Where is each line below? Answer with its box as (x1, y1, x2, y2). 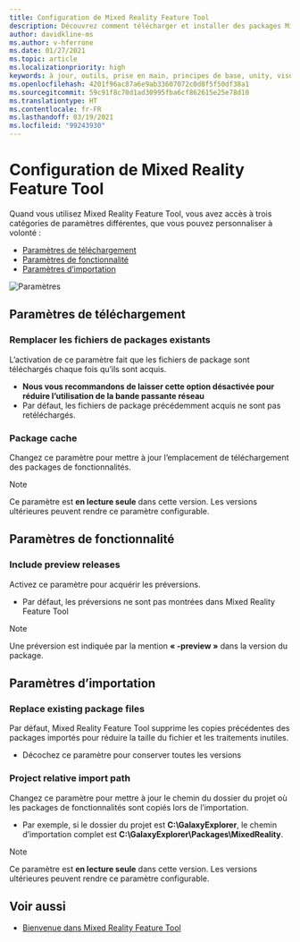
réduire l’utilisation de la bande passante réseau (21, 390, 205, 401)
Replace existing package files (9, 702, 146, 715)
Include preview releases (9, 558, 121, 571)
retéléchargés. (21, 409, 76, 420)
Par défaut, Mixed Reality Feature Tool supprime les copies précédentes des (9, 723, 290, 734)
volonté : (9, 227, 42, 238)
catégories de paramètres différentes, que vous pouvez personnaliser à (9, 217, 273, 228)
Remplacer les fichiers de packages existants (9, 334, 212, 346)
